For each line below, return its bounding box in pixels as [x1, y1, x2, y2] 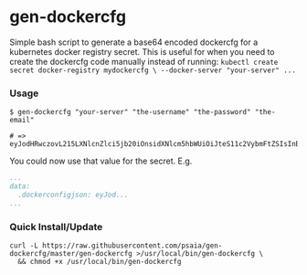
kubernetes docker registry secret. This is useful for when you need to [9, 46, 275, 57]
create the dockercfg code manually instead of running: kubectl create [9, 56, 279, 67]
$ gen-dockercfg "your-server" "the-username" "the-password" [9, 108, 251, 117]
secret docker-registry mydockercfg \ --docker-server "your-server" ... [9, 66, 297, 75]
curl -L [9, 241, 39, 250]
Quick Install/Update [9, 220, 103, 233]
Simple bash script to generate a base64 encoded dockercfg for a [9, 37, 259, 48]
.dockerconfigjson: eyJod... [17, 190, 129, 199]
